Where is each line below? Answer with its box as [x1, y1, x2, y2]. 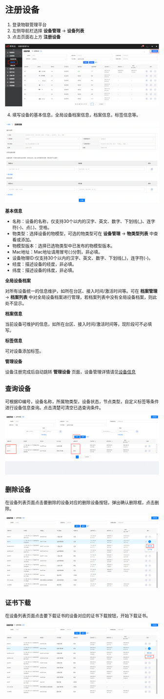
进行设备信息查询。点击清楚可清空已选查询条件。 [5, 404, 103, 410]
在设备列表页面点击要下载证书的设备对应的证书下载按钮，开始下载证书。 [5, 612, 150, 618]
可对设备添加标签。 [5, 348, 44, 354]
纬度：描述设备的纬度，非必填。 [12, 267, 77, 273]
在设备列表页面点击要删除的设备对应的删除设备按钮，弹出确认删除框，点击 [5, 499, 155, 505]
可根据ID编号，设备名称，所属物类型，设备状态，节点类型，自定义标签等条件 [5, 398, 159, 404]
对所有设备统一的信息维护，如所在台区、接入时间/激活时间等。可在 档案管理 [5, 288, 158, 294]
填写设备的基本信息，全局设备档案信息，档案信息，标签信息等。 [12, 112, 141, 117]
